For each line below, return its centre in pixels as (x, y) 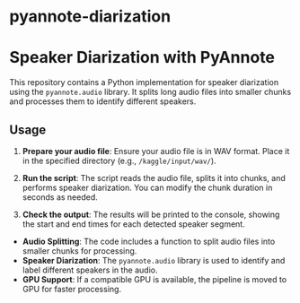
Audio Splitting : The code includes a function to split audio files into (149, 241)
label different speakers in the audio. (90, 270)
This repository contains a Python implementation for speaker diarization (144, 82)
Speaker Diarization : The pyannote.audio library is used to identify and (154, 260)
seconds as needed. (60, 197)
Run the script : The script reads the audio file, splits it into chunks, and (154, 177)
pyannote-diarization (90, 17)
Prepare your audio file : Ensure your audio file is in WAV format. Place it (156, 151)
